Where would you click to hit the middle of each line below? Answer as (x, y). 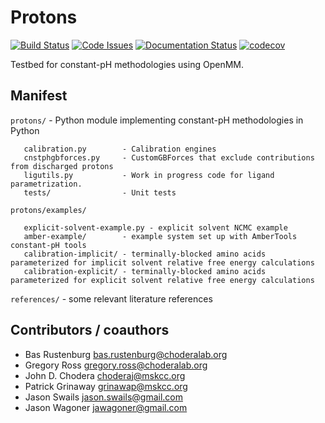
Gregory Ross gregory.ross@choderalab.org (116, 365)
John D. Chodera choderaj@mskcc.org (105, 375)
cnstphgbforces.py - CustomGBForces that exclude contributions (169, 157)
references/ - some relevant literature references (111, 298)
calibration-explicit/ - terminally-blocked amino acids (145, 271)
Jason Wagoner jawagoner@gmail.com (106, 407)
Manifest (39, 96)
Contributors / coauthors (90, 330)
